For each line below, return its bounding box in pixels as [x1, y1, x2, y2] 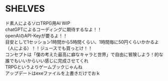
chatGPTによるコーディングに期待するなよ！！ [5, 26, 102, 32]
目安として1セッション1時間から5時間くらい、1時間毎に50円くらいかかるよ [5, 38, 159, 45]
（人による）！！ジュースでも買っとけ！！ [5, 45, 93, 51]
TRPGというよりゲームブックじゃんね [5, 63, 83, 70]
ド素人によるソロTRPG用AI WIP [5, 20, 70, 26]
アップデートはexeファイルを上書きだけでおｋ [5, 70, 101, 76]
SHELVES [5, 3, 45, 14]
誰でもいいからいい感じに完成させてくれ [5, 57, 89, 63]
